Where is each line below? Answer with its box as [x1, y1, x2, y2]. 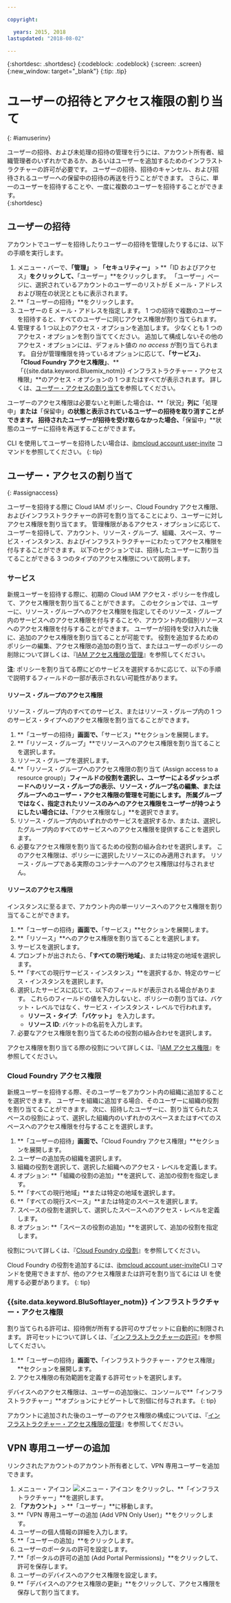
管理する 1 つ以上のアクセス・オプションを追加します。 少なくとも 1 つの [16, 324, 223, 332]
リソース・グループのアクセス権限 [7, 690, 103, 699]
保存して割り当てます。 [16, 1589, 83, 1597]
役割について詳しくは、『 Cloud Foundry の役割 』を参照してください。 [7, 1246, 204, 1254]
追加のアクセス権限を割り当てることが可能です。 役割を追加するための [19, 633, 219, 641]
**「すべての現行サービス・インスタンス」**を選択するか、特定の [16, 969, 203, 977]
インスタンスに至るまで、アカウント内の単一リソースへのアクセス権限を [7, 902, 211, 910]
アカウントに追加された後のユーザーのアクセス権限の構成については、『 [7, 1411, 208, 1420]
